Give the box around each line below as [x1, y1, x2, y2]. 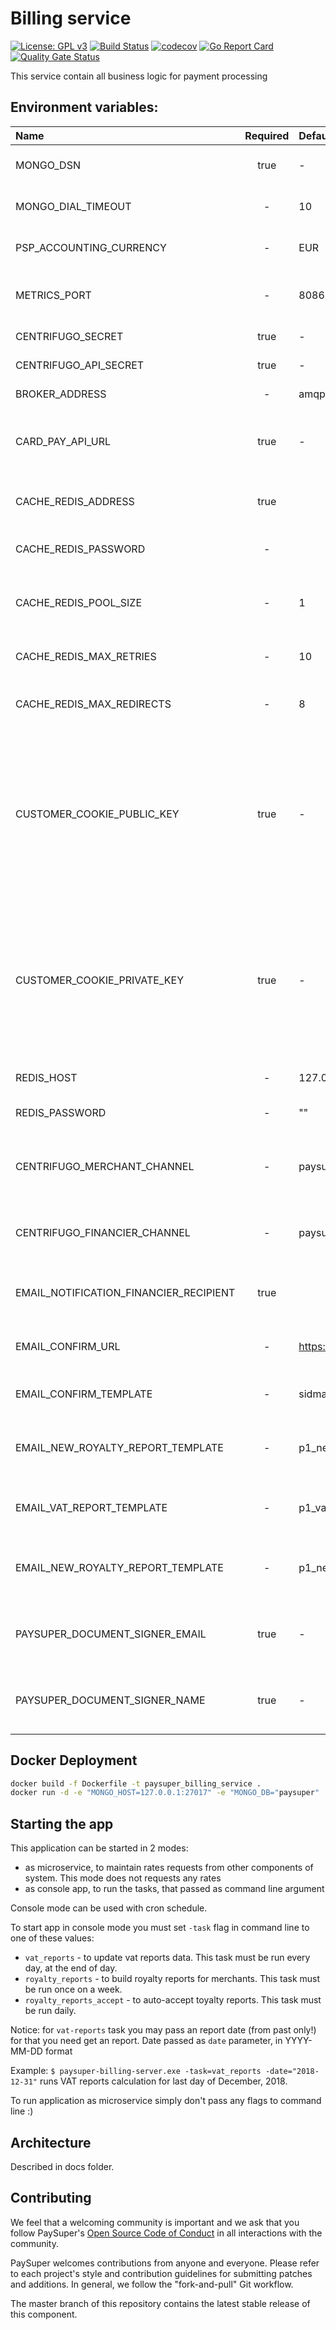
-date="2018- [264, 2067, 320, 2077]
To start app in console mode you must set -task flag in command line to [10, 1922, 310, 1934]
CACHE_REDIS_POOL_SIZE [15, 595, 143, 609]
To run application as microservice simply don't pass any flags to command [10, 2095, 322, 2107]
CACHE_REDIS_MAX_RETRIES [15, 649, 157, 663]
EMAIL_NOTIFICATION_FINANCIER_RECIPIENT [15, 1285, 236, 1299]
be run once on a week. [24, 1983, 123, 1996]
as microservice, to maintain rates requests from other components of [24, 1862, 314, 1874]
